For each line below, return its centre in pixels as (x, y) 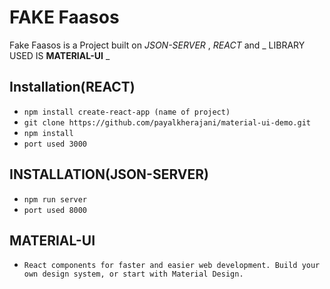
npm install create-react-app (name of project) (127, 112)
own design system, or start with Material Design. (133, 274)
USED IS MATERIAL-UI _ (60, 55)
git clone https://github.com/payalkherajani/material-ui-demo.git (167, 122)
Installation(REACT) (72, 87)
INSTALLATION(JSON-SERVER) (109, 174)
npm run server (55, 199)
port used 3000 (55, 144)
